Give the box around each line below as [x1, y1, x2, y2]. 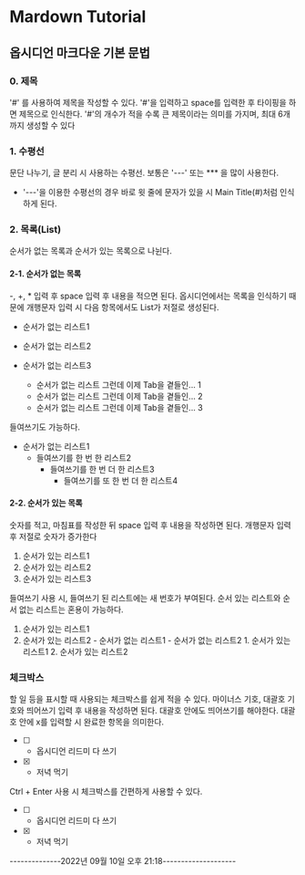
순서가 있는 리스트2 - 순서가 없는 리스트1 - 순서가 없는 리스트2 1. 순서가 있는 [22, 634, 291, 645]
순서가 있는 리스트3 [22, 573, 92, 584]
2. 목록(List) [9, 224, 62, 236]
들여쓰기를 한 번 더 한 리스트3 [49, 464, 155, 474]
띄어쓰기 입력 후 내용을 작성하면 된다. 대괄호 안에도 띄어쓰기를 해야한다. [25, 705, 280, 716]
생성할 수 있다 [25, 120, 76, 130]
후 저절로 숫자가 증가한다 [9, 531, 97, 542]
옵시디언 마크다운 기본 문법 [9, 45, 150, 60]
